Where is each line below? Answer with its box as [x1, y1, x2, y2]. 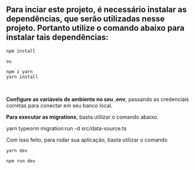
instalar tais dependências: [6, 32, 109, 42]
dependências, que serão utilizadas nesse [6, 14, 165, 24]
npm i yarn [6, 68, 33, 74]
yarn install [6, 74, 38, 80]
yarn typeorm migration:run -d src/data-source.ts [6, 125, 127, 132]
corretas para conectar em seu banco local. [6, 102, 113, 109]
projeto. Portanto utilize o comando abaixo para [6, 23, 185, 33]
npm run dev [6, 158, 35, 164]
